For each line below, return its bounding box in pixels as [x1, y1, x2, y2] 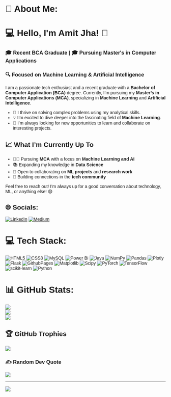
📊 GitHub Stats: [5, 284, 74, 295]
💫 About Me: [5, 4, 58, 14]
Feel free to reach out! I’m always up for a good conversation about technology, [5, 183, 161, 190]
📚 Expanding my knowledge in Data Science [12, 162, 103, 168]
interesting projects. [12, 125, 52, 131]
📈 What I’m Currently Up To [5, 140, 94, 148]
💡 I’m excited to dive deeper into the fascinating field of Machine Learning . [12, 115, 161, 120]
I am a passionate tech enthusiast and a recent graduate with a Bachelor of [5, 85, 155, 90]
